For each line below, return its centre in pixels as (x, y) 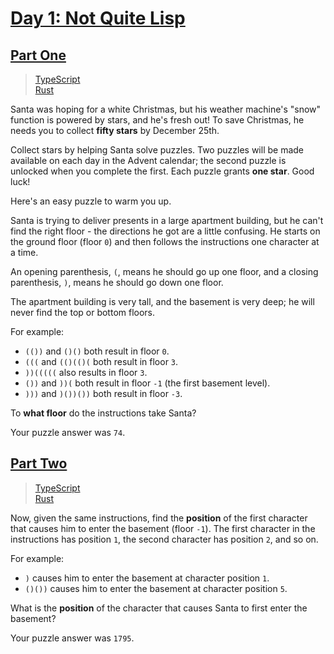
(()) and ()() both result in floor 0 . (97, 351)
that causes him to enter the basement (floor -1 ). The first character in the (163, 528)
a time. (24, 252)
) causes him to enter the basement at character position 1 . (147, 578)
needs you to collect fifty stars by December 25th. (115, 130)
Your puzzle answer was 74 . (68, 432)
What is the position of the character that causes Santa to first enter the (159, 608)
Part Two (39, 463)
